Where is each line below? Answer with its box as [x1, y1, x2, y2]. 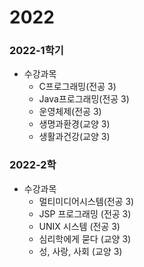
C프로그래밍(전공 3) [38, 81, 117, 93]
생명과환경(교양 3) [38, 118, 111, 130]
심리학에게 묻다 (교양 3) [38, 232, 132, 245]
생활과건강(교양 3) [38, 131, 111, 143]
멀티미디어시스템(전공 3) [38, 195, 135, 207]
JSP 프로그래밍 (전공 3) [38, 207, 132, 220]
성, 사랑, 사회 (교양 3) [38, 245, 123, 257]
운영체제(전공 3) [38, 106, 102, 118]
